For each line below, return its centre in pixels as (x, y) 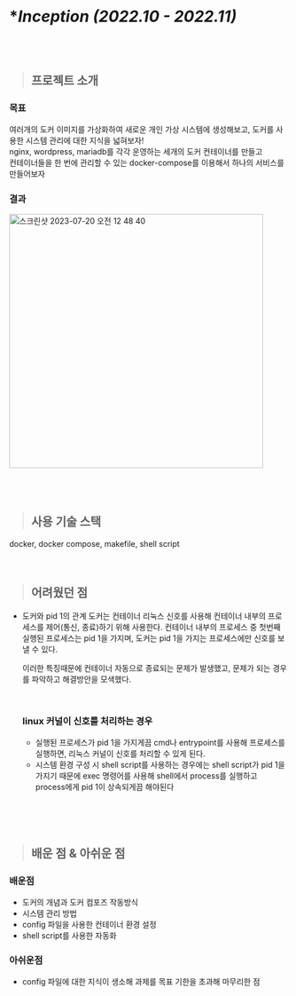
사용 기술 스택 (66, 522)
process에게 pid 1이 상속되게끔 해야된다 (105, 787)
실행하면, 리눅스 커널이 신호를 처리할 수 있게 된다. (120, 753)
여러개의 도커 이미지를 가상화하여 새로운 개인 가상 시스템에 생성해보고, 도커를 (142, 129)
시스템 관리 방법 (49, 913)
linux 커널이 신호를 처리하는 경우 (87, 722)
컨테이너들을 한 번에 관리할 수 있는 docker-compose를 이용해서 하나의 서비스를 (147, 162)
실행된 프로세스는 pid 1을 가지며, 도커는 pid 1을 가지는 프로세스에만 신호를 (149, 638)
